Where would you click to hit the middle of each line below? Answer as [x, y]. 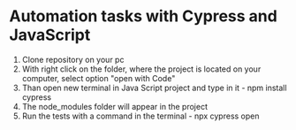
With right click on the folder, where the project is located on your [141, 69]
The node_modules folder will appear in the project [114, 106]
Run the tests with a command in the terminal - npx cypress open [140, 116]
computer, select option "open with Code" [99, 78]
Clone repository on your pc [73, 59]
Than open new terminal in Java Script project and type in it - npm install [154, 88]
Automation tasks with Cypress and [144, 16]
